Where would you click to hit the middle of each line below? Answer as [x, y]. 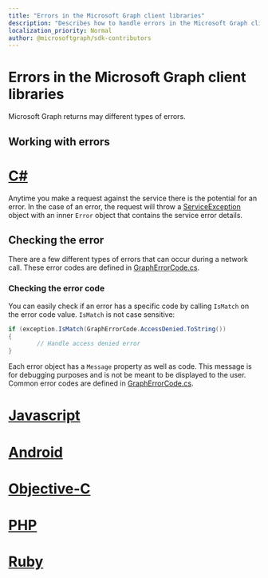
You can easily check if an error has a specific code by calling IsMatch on [129, 306]
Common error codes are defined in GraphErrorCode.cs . [101, 383]
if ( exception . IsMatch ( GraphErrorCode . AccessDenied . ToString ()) [117, 329]
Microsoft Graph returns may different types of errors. [97, 117]
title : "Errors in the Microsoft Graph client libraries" [106, 16]
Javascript [45, 416]
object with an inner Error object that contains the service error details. [126, 215]
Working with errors [59, 142]
